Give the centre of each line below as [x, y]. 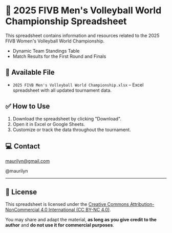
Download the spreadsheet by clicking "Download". [67, 119]
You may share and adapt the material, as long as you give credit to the [81, 220]
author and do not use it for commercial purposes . [60, 225]
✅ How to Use [28, 106]
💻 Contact [23, 146]
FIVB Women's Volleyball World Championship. [55, 41]
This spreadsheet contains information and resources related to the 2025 [82, 35]
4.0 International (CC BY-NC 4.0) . [76, 210]
